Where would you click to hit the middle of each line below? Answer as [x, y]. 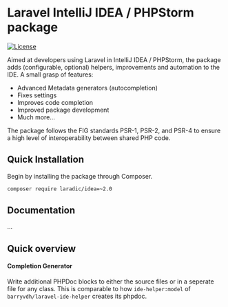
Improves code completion [55, 102]
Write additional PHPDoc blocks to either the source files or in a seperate [111, 281]
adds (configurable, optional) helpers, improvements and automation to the [114, 67]
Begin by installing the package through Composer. [80, 176]
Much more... [36, 117]
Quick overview [42, 249]
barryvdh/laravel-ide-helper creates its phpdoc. [77, 296]
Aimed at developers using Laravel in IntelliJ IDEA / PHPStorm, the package [114, 59]
